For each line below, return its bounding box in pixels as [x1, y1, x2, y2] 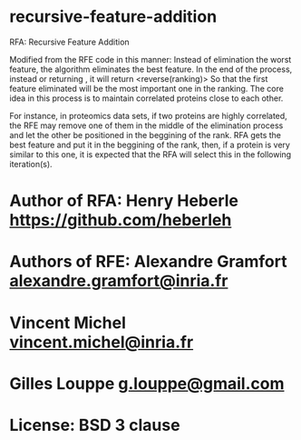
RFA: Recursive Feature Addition [9, 36, 130, 47]
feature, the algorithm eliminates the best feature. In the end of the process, [9, 64, 293, 75]
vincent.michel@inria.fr [9, 332, 194, 352]
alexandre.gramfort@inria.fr [9, 271, 228, 292]
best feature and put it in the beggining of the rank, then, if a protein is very [9, 139, 290, 150]
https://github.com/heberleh [9, 210, 232, 231]
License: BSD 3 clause [9, 415, 180, 435]
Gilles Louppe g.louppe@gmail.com [9, 373, 285, 394]
